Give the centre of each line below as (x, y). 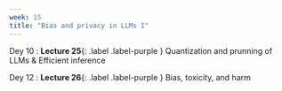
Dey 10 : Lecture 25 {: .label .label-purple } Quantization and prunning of (141, 50)
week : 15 (25, 17)
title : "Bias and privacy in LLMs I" (79, 26)
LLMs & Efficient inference (57, 60)
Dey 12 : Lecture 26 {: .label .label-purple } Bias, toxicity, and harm (130, 77)
